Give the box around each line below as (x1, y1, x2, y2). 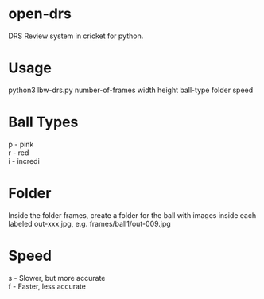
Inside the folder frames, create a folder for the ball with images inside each (8, 210, 257, 219)
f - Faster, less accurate (8, 282, 86, 291)
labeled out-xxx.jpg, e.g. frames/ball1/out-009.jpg (8, 219, 171, 228)
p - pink (8, 139, 34, 149)
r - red (8, 148, 29, 157)
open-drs (8, 5, 72, 23)
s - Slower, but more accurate (8, 273, 106, 282)
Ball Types (8, 113, 79, 131)
